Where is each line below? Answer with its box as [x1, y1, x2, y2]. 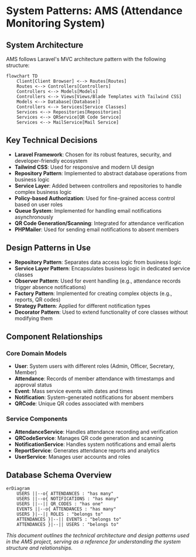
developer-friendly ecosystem [14, 157, 88, 164]
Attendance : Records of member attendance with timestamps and [14, 375, 175, 382]
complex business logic [14, 188, 72, 195]
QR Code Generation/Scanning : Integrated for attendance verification [14, 219, 184, 227]
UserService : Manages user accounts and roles [14, 453, 130, 460]
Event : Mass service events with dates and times [14, 388, 133, 395]
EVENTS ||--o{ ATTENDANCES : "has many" [16, 506, 116, 512]
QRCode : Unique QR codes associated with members [14, 400, 145, 407]
